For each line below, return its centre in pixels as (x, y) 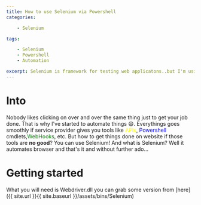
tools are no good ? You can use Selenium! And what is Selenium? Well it (95, 142)
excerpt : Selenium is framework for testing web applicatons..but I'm (96, 72)
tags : (13, 39)
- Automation (33, 61)
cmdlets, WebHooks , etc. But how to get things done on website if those (95, 136)
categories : (21, 17)
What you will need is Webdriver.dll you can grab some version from (90, 190)
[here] (183, 190)
